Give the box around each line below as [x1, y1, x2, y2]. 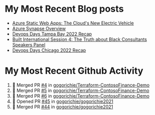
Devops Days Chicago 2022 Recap [12, 47, 86, 53]
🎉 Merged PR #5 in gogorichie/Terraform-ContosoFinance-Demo [12, 87, 149, 94]
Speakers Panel [12, 41, 46, 48]
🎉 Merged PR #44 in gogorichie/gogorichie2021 [12, 103, 114, 110]
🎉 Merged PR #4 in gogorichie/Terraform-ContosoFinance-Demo [12, 82, 150, 88]
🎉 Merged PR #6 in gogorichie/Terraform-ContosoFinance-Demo [12, 93, 149, 99]
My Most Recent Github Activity [5, 65, 144, 77]
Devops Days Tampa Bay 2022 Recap [12, 31, 92, 37]
